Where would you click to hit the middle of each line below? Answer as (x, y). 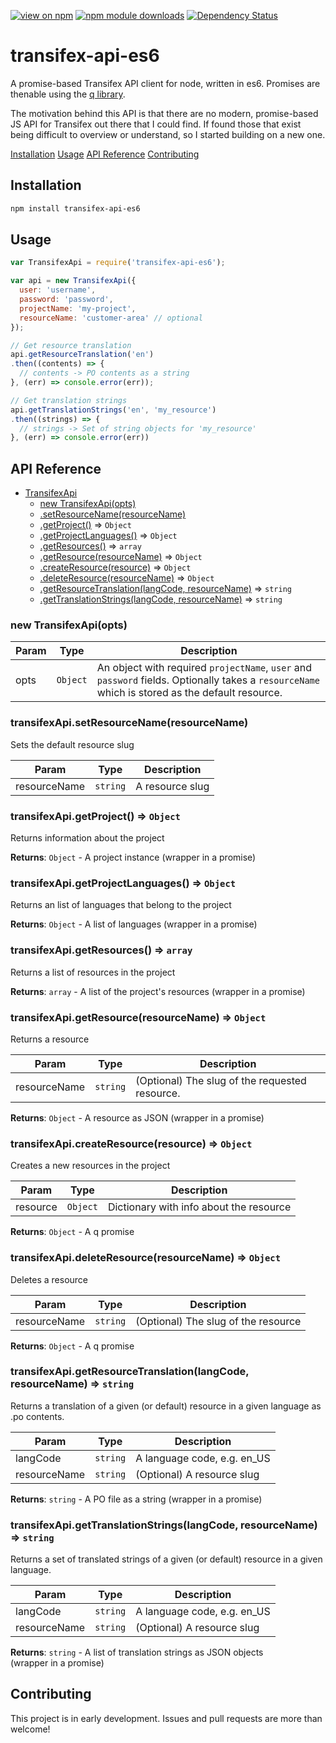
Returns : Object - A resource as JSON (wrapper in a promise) (137, 1117)
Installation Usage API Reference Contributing (105, 154)
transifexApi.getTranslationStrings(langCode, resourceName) (164, 1525)
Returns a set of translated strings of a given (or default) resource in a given (166, 1559)
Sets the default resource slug (72, 744)
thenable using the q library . (68, 94)
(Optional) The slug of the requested (221, 1080)
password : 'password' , (66, 300)
